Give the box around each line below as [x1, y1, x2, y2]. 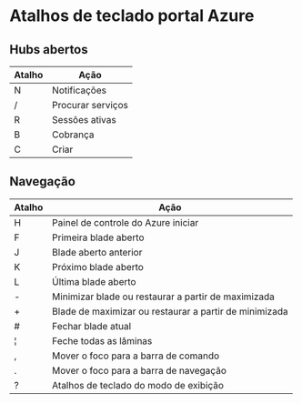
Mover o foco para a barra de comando [51, 349, 220, 362]
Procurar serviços [51, 99, 129, 111]
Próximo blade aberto [51, 260, 144, 273]
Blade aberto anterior [51, 246, 143, 258]
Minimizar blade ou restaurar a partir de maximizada [51, 290, 276, 303]
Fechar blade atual [51, 319, 132, 332]
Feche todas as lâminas [51, 334, 153, 347]
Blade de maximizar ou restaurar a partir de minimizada [51, 305, 288, 317]
